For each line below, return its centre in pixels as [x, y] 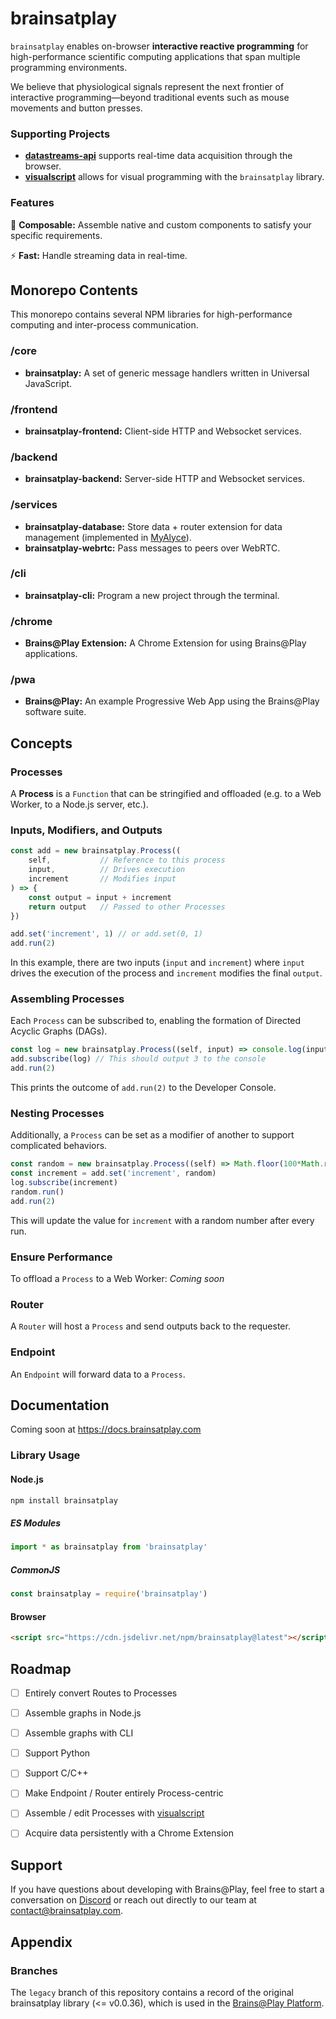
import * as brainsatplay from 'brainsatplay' [109, 1547]
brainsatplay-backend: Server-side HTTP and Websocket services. [164, 479]
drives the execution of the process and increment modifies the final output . [166, 973]
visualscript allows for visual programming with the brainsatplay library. [174, 177]
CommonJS [35, 1569]
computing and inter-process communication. [104, 325]
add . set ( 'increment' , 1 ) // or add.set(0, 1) [106, 934]
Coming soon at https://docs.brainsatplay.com [106, 1429]
